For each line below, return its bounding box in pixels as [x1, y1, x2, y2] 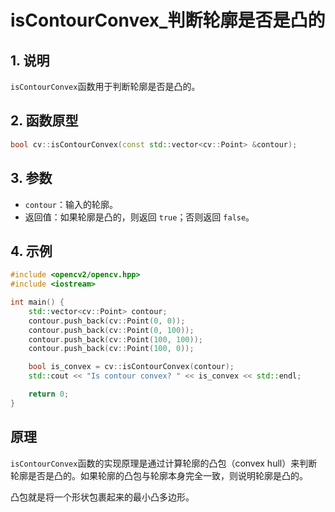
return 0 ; [28, 389, 70, 400]
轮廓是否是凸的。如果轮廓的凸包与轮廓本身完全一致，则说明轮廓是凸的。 [10, 469, 308, 481]
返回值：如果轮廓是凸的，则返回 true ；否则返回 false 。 [24, 211, 255, 223]
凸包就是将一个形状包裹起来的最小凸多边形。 [10, 491, 195, 503]
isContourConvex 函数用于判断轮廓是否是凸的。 [10, 81, 201, 92]
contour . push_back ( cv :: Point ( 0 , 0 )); [28, 316, 186, 326]
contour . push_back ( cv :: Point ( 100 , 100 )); [28, 334, 203, 345]
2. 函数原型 [10, 112, 79, 130]
